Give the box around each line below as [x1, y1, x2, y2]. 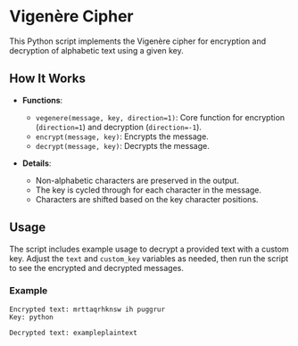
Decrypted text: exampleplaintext [9, 328, 138, 337]
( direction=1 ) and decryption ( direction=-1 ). [35, 121, 203, 132]
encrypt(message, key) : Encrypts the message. [35, 131, 210, 142]
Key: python [9, 312, 54, 322]
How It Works [9, 71, 87, 86]
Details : [21, 158, 52, 169]
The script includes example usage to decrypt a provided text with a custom [9, 243, 289, 254]
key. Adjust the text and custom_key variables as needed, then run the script [9, 252, 289, 264]
